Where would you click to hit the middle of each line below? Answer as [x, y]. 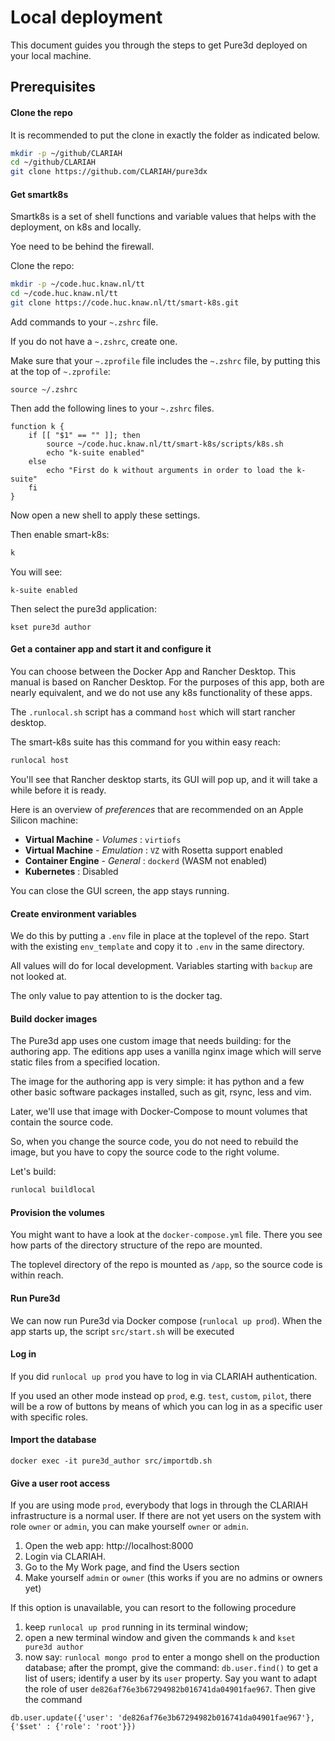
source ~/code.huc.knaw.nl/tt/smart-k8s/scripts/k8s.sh [165, 444]
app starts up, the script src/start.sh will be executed [122, 1331]
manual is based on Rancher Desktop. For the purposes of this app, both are [167, 682]
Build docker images [54, 1018]
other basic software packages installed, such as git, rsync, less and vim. [161, 1092]
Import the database [53, 1440]
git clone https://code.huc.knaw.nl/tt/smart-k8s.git [125, 303]
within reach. [37, 1275]
